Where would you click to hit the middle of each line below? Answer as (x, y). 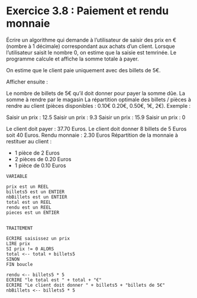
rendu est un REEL (29, 207)
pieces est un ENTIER (33, 212)
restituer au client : (29, 141)
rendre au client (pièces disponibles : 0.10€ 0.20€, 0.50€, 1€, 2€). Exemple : (98, 105)
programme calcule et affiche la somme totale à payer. (72, 59)
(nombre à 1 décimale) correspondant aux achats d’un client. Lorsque (91, 46)
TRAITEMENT (20, 228)
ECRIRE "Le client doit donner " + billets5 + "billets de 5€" (86, 285)
